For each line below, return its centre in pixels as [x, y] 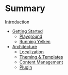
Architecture [25, 46]
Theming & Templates [41, 57]
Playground [31, 36]
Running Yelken [35, 41]
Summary [25, 8]
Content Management [41, 62]
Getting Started [27, 31]
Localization [31, 52]
